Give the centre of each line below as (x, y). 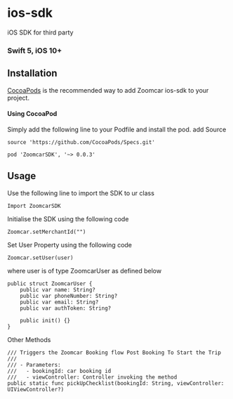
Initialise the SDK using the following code (68, 218)
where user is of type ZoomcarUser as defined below (85, 270)
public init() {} (45, 320)
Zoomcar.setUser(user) (40, 258)
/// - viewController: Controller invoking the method (92, 377)
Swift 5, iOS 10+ (35, 51)
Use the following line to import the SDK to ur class (81, 193)
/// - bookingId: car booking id (59, 371)
